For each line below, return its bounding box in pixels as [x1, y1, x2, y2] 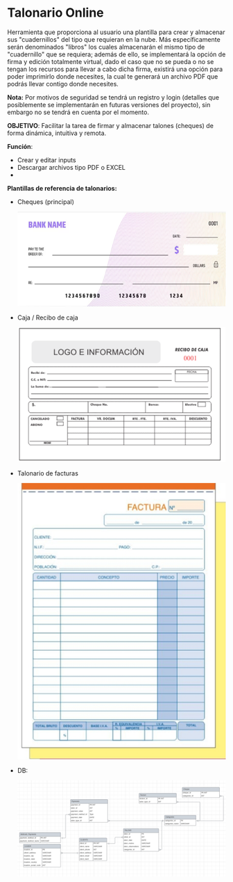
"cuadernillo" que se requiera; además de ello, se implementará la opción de [7, 50, 226, 58]
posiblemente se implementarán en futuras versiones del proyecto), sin [7, 100, 211, 109]
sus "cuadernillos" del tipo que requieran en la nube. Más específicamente [7, 35, 221, 43]
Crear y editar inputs [17, 155, 76, 164]
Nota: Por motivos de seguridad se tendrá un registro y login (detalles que [7, 93, 220, 102]
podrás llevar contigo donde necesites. [7, 79, 119, 88]
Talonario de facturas [17, 468, 78, 478]
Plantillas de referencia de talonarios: [7, 184, 117, 192]
